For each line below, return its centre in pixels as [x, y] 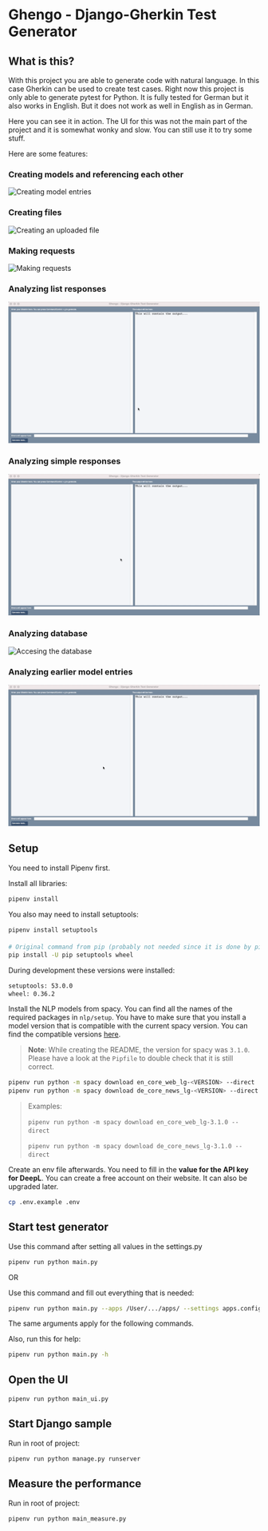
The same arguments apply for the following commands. [101, 1323]
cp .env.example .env [44, 1203]
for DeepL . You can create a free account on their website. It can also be [128, 1178]
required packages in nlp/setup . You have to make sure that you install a [127, 1017]
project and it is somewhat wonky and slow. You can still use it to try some [130, 130]
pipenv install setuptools [53, 930]
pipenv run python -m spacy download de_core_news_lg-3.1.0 [130, 1147]
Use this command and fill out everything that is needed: [101, 1293]
